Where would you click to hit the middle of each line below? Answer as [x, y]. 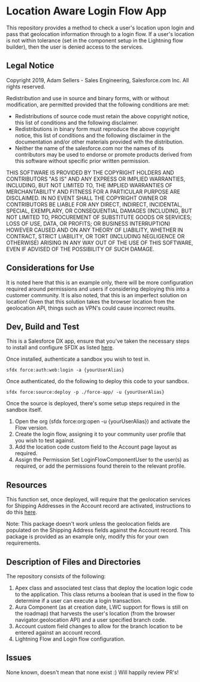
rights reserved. [26, 86]
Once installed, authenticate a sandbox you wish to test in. [78, 359]
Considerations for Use [50, 268]
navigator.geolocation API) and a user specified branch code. [90, 620]
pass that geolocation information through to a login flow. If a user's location [100, 34]
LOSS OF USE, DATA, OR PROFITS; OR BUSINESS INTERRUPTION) [88, 223]
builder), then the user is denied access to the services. [75, 47]
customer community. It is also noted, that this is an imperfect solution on [97, 295]
